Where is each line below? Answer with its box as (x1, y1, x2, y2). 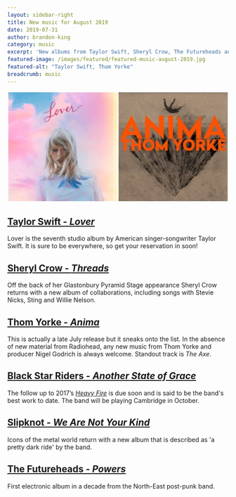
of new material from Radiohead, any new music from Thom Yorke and (7, 342, 212, 351)
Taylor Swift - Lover (7, 216, 95, 228)
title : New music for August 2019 (7, 18, 109, 26)
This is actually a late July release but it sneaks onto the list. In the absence (7, 335, 225, 344)
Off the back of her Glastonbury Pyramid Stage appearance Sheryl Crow (7, 281, 218, 290)
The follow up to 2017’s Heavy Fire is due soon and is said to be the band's (7, 389, 224, 397)
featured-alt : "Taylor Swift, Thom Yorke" (7, 63, 133, 70)
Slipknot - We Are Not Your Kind (7, 417, 150, 429)
